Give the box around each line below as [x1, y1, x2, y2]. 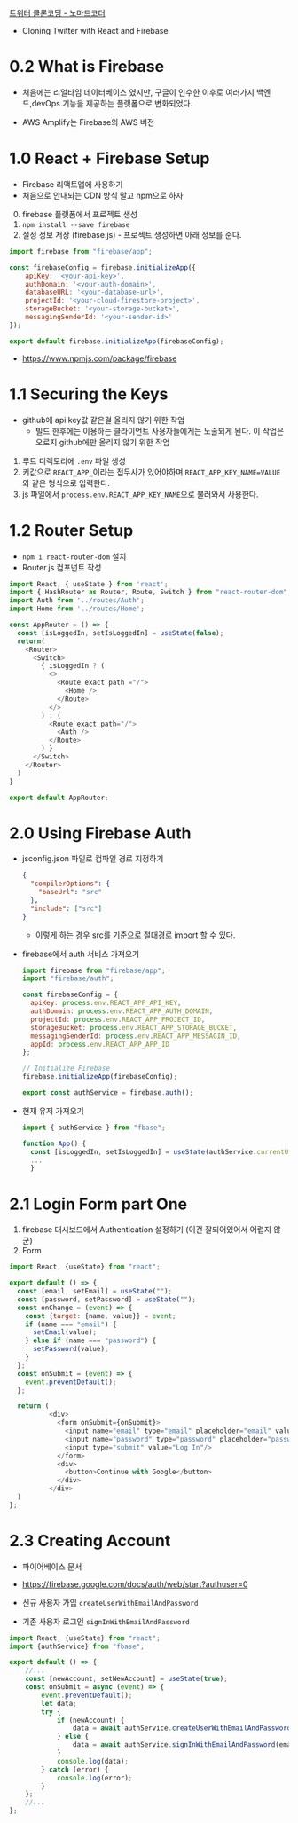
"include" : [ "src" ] [30, 904, 103, 913]
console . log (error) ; [56, 1773, 133, 1782]
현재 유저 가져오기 [21, 1105, 84, 1116]
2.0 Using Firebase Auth [9, 823, 192, 843]
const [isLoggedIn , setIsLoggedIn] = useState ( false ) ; [17, 628, 224, 637]
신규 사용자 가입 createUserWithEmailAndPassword [21, 1597, 199, 1607]
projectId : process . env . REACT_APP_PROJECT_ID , [30, 1015, 206, 1024]
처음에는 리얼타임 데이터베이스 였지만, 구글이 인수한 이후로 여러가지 [21, 87, 255, 98]
